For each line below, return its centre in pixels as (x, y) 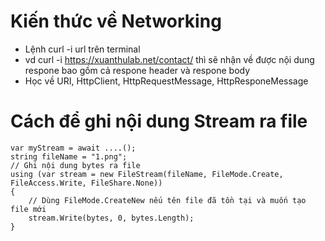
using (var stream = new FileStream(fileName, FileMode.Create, (147, 174)
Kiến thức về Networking (116, 21)
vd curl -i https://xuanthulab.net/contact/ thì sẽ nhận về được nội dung (169, 59)
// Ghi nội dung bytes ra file (75, 165)
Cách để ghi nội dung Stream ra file (159, 121)
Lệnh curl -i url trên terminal (82, 49)
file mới (28, 209)
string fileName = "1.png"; (69, 156)
